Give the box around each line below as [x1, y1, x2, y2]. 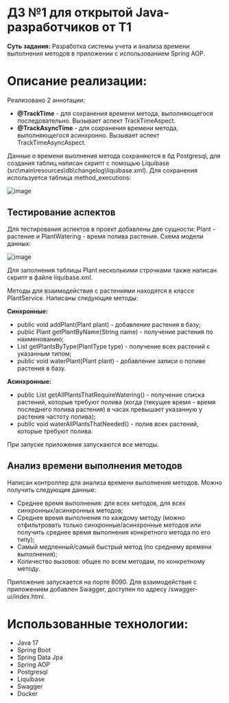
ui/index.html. [7, 592, 46, 600]
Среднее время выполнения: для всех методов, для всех [16, 499, 186, 507]
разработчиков [7, 19, 99, 35]
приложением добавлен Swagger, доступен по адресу [7, 584, 167, 593]
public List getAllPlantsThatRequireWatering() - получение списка [16, 391, 205, 399]
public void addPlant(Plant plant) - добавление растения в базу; [16, 320, 201, 328]
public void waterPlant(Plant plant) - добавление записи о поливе [16, 356, 206, 365]
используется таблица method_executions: [7, 173, 132, 182]
